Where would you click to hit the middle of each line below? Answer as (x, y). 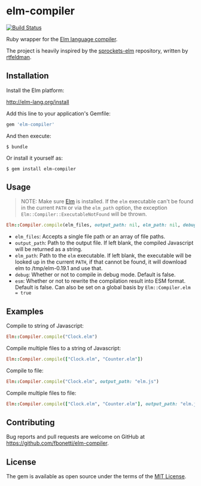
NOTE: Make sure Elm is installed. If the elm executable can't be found (107, 201)
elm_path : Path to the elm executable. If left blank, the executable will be (103, 256)
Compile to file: (25, 370)
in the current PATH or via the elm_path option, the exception (94, 208)
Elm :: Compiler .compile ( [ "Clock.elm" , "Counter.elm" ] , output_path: (92, 404)
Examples (25, 311)
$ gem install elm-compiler (41, 169)
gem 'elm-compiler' (31, 124)
